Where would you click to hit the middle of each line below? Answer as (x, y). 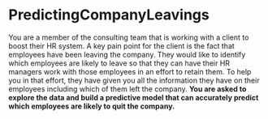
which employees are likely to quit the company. (92, 106)
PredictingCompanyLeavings (109, 15)
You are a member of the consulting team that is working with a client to (129, 37)
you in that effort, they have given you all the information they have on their (134, 80)
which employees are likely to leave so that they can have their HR (119, 63)
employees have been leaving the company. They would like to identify (127, 54)
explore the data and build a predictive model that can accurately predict (134, 97)
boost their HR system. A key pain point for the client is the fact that (122, 45)
